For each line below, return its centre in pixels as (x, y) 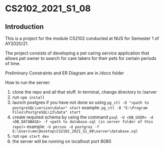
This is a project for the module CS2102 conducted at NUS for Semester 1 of (82, 38)
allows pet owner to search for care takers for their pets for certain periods (81, 58)
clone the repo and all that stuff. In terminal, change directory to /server (84, 92)
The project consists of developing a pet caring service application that (77, 53)
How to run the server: (28, 82)
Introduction (25, 27)
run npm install (28, 97)
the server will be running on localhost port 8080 (62, 141)
